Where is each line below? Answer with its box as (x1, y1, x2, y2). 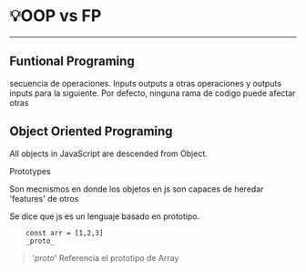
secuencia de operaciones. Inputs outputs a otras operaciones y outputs (9, 78, 282, 89)
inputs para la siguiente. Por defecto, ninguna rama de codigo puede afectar (9, 88, 296, 99)
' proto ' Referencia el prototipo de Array (31, 252, 179, 263)
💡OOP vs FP (9, 5, 102, 26)
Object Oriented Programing (9, 124, 173, 140)
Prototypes (9, 165, 52, 176)
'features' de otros (9, 193, 79, 204)
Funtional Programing (9, 54, 135, 69)
